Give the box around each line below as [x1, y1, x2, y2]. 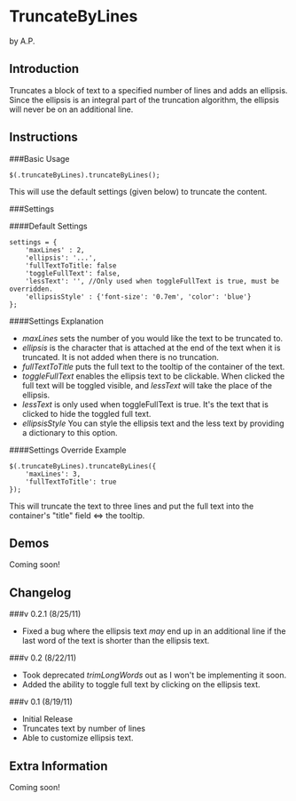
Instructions [9, 130, 78, 145]
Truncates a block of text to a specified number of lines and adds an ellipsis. [9, 84, 288, 95]
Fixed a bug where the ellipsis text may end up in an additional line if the [21, 626, 286, 637]
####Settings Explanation [9, 316, 104, 326]
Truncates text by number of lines [21, 723, 146, 734]
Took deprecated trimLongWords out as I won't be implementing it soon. [21, 669, 287, 681]
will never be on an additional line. [9, 104, 134, 115]
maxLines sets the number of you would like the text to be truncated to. [21, 332, 284, 343]
